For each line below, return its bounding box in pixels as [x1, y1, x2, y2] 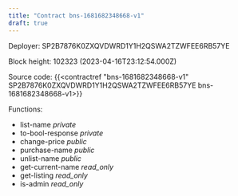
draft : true [8, 19, 48, 27]
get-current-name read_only [19, 162, 114, 171]
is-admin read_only [19, 178, 84, 188]
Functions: [8, 104, 43, 114]
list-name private [19, 120, 77, 129]
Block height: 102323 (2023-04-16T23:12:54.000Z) [8, 57, 177, 66]
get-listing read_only [19, 171, 88, 180]
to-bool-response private [19, 128, 104, 138]
